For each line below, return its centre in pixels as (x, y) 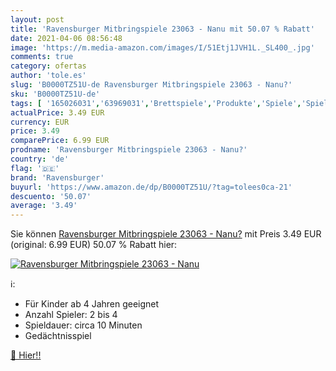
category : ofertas (48, 66)
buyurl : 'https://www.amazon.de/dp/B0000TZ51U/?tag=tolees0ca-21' (151, 187)
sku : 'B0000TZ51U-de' (55, 94)
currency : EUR (40, 122)
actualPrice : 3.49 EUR (57, 112)
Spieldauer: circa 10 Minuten (83, 325)
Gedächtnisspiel (58, 336)
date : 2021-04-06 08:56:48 (66, 38)
